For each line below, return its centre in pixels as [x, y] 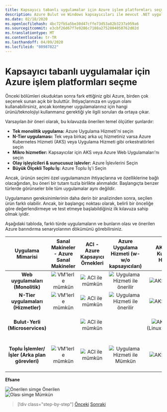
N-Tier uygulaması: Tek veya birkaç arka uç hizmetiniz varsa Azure [82, 136]
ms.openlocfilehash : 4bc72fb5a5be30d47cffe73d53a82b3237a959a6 [72, 24]
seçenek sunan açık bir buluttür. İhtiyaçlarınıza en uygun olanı [68, 101]
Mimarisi [27, 257]
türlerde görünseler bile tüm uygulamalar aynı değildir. [60, 188]
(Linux [154, 328]
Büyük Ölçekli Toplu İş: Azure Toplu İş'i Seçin [59, 168]
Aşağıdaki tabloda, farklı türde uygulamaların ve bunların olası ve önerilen [80, 223]
